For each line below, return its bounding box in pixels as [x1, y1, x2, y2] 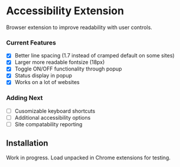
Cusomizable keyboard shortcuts [14, 107, 96, 114]
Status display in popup [14, 72, 73, 79]
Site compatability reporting [14, 120, 83, 128]
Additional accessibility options [14, 114, 91, 121]
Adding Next [6, 94, 43, 102]
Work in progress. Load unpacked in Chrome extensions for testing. [6, 154, 171, 161]
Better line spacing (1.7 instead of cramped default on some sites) [14, 52, 175, 59]
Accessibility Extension [6, 4, 125, 18]
